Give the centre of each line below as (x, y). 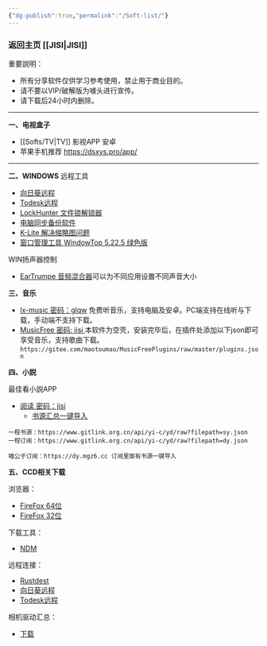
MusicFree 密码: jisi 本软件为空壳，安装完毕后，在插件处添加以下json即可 (139, 330)
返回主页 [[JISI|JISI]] (48, 44)
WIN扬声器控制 (33, 259)
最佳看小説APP (33, 389)
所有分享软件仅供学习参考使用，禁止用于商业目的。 (103, 80)
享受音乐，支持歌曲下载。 (62, 339)
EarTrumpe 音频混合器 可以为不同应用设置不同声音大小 (108, 276)
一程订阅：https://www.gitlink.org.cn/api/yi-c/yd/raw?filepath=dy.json (128, 441)
